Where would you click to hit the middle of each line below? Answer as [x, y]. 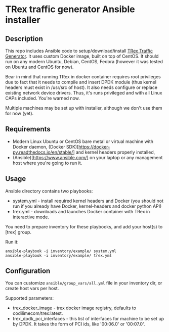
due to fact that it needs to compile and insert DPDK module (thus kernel [81, 82]
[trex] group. [18, 232]
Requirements [28, 129]
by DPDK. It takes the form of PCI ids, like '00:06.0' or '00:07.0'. [79, 324]
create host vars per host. [32, 289]
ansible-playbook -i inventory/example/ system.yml [61, 251]
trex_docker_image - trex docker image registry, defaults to [74, 308]
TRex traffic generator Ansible [70, 9]
